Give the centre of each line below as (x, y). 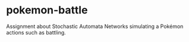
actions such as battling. (36, 32)
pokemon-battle (47, 10)
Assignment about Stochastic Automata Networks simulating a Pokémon (95, 26)
